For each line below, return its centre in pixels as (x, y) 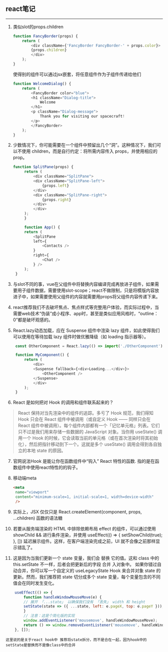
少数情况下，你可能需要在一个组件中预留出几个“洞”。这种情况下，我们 (85, 145)
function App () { (42, 227)
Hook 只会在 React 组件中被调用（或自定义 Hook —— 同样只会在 (84, 419)
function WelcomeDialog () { (42, 84)
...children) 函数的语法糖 (38, 518)
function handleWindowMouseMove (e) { (63, 597)
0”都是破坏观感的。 (33, 320)
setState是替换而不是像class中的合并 (41, 645)
